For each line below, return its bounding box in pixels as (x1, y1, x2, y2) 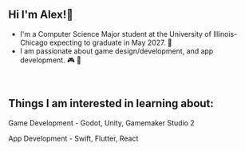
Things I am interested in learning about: (8, 97, 214, 110)
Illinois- (212, 29, 238, 38)
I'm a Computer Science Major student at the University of (19, 29, 211, 38)
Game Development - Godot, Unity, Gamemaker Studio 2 (8, 117, 196, 128)
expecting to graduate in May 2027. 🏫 (49, 38, 173, 47)
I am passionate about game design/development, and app (19, 46, 214, 56)
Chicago (19, 38, 48, 47)
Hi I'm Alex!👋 (8, 8, 74, 22)
